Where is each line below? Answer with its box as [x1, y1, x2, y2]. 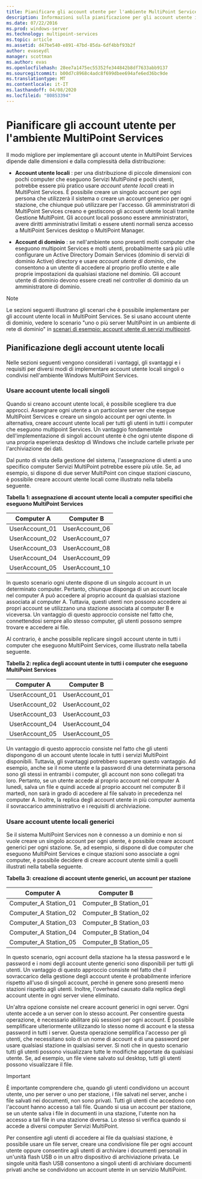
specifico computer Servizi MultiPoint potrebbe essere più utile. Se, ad [6, 463, 182, 470]
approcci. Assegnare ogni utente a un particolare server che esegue [6, 406, 176, 413]
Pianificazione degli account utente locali [6, 343, 165, 353]
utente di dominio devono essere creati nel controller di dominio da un [14, 276, 189, 284]
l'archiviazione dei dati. [6, 445, 64, 452]
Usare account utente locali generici [6, 817, 114, 826]
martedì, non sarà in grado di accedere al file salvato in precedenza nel [6, 790, 182, 797]
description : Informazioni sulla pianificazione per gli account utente [6, 14, 192, 20]
